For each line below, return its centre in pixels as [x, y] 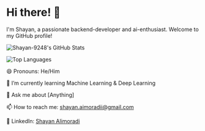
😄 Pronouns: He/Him [33, 71]
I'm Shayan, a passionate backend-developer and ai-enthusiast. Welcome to [102, 29]
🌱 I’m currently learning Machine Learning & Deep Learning [81, 83]
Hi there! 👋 [34, 12]
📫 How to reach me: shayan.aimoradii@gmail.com [70, 107]
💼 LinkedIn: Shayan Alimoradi [43, 121]
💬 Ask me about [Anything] [40, 94]
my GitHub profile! [29, 35]
